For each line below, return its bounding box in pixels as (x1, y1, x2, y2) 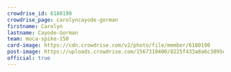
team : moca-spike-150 (7, 36, 69, 43)
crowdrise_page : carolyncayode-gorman (7, 16, 118, 23)
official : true (7, 55, 51, 62)
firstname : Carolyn (7, 23, 63, 29)
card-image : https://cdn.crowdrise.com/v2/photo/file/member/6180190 (7, 42, 211, 49)
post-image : (7, 49, 41, 56)
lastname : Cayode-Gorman (7, 29, 78, 36)
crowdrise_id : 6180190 (7, 10, 72, 17)
